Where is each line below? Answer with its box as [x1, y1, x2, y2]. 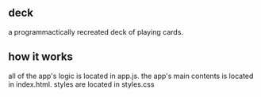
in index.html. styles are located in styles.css [8, 79, 155, 89]
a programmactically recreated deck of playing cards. [8, 27, 184, 36]
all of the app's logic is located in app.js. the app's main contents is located [8, 71, 254, 80]
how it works [8, 50, 74, 64]
